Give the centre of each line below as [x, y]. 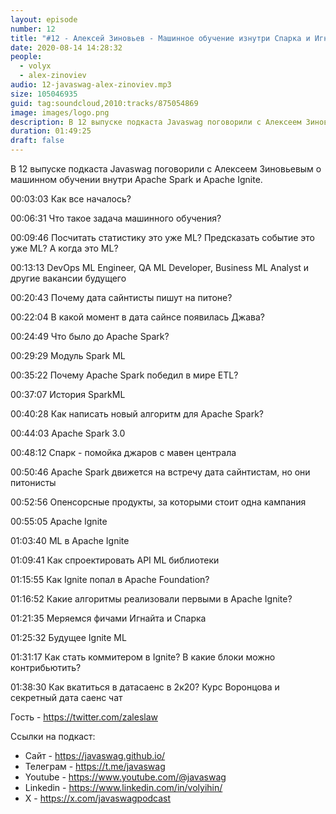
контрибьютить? [46, 667]
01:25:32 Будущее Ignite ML [68, 637]
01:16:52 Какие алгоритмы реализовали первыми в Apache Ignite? [151, 599]
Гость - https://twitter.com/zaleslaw [84, 717]
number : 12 [33, 29]
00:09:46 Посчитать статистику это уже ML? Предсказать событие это [162, 237]
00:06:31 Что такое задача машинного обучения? [116, 218]
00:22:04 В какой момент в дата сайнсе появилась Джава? [137, 317]
